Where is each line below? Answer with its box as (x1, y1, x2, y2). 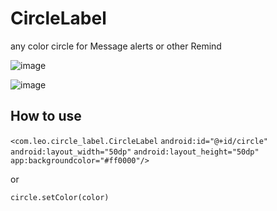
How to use (10, 108, 82, 125)
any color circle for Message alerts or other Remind (10, 40, 222, 52)
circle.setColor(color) (10, 192, 110, 202)
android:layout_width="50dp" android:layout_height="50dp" (10, 147, 260, 157)
